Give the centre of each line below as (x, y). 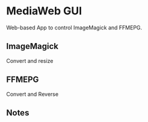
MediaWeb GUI (44, 11)
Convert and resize (30, 60)
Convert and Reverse (32, 94)
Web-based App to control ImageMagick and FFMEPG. (74, 28)
